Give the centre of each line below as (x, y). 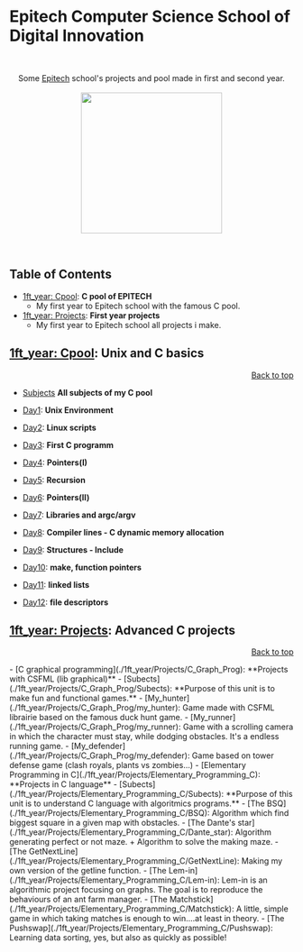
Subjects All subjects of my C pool (87, 392)
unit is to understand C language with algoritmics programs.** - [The (137, 803)
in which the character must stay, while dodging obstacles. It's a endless (144, 737)
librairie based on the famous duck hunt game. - (99, 718)
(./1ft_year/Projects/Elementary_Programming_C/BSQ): (110, 813)
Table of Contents (61, 275)
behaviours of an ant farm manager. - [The (89, 900)
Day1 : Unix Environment (68, 410)
